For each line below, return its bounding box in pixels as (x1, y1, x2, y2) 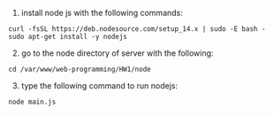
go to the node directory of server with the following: (20, 48, 214, 58)
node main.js (8, 97, 57, 106)
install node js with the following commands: (20, 8, 183, 18)
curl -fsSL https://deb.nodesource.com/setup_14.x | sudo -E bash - (8, 25, 266, 34)
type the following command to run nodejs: (20, 80, 179, 91)
